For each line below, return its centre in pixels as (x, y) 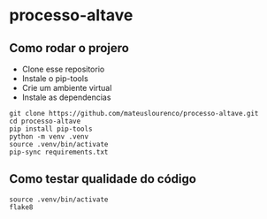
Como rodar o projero (69, 48)
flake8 (21, 207)
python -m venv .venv (49, 137)
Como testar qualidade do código (103, 179)
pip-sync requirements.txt (59, 152)
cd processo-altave (45, 121)
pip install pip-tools (51, 129)
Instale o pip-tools (55, 79)
